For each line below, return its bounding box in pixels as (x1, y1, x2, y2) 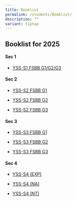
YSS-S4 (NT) (12, 190, 40, 196)
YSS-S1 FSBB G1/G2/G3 (12, 64, 62, 70)
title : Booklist (5, 7, 39, 12)
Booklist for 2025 (5, 39, 60, 48)
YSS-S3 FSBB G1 (12, 129, 47, 135)
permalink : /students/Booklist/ (5, 12, 72, 17)
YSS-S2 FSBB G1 (12, 87, 47, 93)
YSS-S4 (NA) (12, 181, 40, 187)
